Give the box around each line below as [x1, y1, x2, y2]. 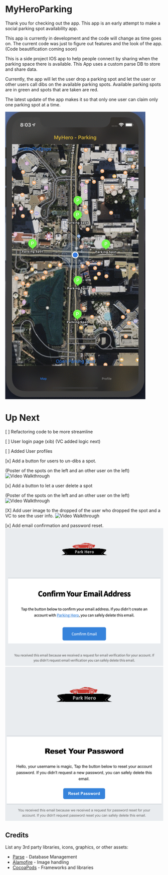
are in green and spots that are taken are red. [5, 86, 99, 92]
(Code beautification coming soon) [5, 46, 77, 52]
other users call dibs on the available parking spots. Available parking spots [5, 81, 161, 87]
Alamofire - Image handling [12, 859, 69, 865]
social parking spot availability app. [5, 25, 78, 31]
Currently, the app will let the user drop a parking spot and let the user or [5, 76, 156, 82]
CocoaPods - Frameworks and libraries [12, 864, 94, 870]
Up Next [5, 412, 40, 424]
